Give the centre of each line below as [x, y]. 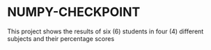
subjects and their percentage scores [61, 38]
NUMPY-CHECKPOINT [74, 12]
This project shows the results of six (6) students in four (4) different [105, 31]
